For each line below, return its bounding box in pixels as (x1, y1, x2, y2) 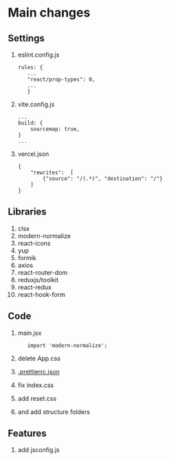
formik (17, 253, 36, 262)
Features (8, 428, 47, 440)
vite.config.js (17, 100, 55, 108)
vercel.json (17, 150, 49, 158)
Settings (8, 32, 45, 44)
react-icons (17, 239, 51, 247)
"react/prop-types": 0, (27, 76, 95, 83)
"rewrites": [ (30, 169, 74, 176)
